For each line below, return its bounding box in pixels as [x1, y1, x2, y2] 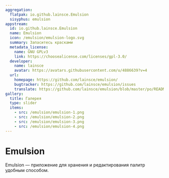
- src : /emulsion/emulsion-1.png [14, 110, 84, 115]
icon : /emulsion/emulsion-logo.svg [10, 36, 84, 41]
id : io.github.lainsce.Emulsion [10, 26, 78, 31]
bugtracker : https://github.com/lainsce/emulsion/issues [14, 82, 136, 87]
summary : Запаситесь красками [10, 40, 73, 45]
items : [10, 105, 24, 110]
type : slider [10, 101, 37, 106]
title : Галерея [10, 96, 42, 101]
